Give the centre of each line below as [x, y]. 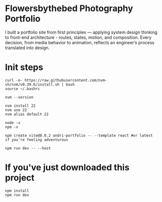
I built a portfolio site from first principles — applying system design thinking [81, 32]
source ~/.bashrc [23, 89]
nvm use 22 [16, 110]
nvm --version [19, 97]
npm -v [12, 127]
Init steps [24, 67]
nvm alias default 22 [27, 114]
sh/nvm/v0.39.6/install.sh [32, 84]
